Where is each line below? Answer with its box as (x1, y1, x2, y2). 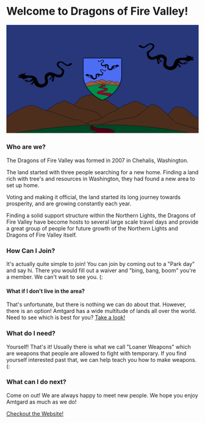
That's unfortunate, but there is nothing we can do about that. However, (6, 301, 187, 308)
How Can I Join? (6, 246, 56, 255)
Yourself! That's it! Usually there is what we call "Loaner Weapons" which (6, 343, 191, 350)
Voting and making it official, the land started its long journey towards (6, 193, 181, 200)
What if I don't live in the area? (6, 287, 85, 295)
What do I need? (6, 329, 56, 337)
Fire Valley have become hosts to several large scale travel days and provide (6, 218, 199, 226)
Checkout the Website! (6, 410, 64, 417)
